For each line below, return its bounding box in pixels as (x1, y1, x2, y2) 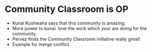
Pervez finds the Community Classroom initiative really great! (12, 36, 141, 42)
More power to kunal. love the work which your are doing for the (12, 25, 147, 31)
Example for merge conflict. (12, 41, 71, 47)
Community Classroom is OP (5, 3, 129, 15)
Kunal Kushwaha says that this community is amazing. (12, 20, 126, 26)
